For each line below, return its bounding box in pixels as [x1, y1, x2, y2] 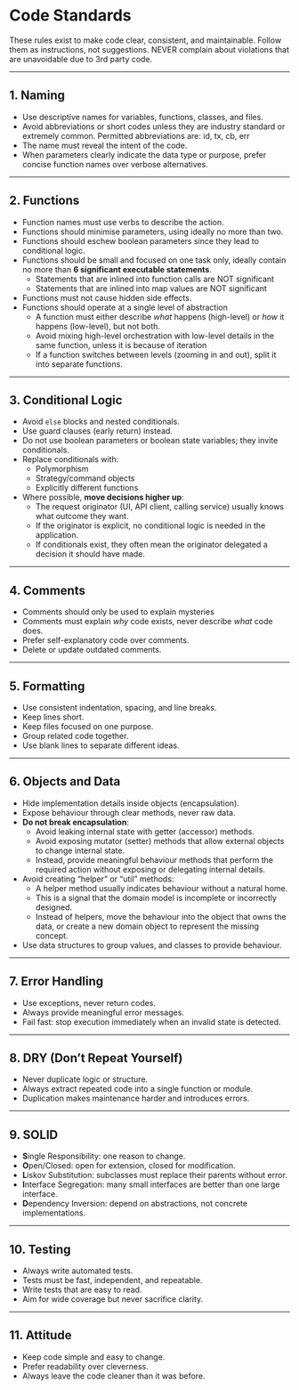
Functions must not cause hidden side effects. [21, 292, 192, 303]
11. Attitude [9, 1328, 72, 1343]
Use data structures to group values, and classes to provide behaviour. [21, 939, 282, 950]
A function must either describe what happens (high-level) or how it [35, 311, 285, 321]
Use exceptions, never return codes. [21, 997, 157, 1008]
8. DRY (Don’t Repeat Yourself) [9, 1051, 183, 1066]
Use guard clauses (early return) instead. [21, 426, 174, 436]
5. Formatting [9, 679, 85, 694]
